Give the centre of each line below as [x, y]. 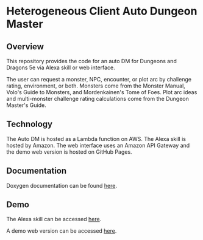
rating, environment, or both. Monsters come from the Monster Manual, [96, 86]
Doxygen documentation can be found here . [62, 185]
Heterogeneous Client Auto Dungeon [102, 11]
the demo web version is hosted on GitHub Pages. [69, 152]
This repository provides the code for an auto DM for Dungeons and [91, 61]
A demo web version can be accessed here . [62, 231]
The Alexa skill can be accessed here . [54, 219]
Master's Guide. [27, 105]
